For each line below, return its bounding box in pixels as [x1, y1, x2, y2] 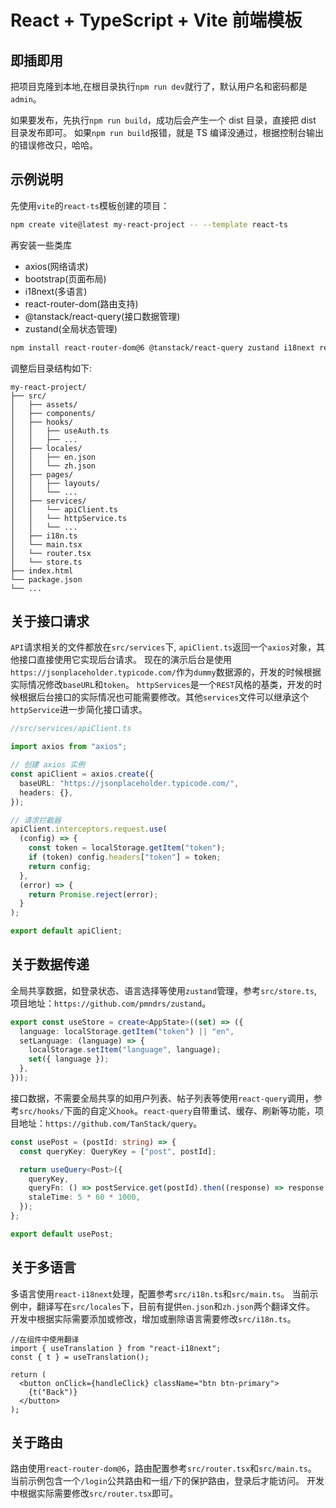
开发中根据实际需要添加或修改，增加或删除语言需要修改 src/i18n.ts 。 [10, 1312, 297, 1325]
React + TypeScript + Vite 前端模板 [10, 9, 303, 32]
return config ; [28, 861, 92, 871]
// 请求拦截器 [10, 815, 62, 825]
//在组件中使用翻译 [10, 1334, 80, 1345]
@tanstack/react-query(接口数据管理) [24, 310, 181, 322]
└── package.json [10, 574, 83, 585]
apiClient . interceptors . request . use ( [10, 824, 168, 835]
